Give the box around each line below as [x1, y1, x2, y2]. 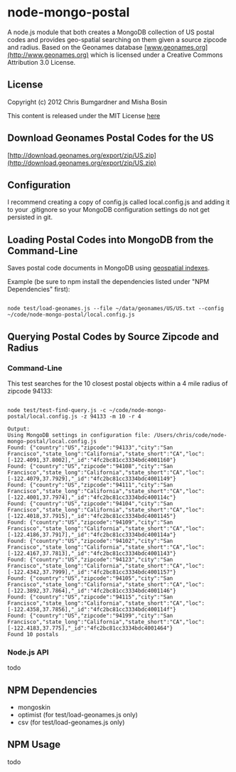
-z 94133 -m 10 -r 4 [80, 413, 141, 420]
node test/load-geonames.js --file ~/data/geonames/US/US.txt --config [7, 305, 224, 312]
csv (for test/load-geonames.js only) [17, 718, 125, 726]
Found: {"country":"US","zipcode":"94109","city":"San [7, 519, 173, 526]
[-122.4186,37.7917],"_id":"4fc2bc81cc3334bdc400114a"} [7, 531, 176, 538]
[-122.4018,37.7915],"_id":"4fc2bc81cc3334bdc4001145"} [7, 512, 176, 519]
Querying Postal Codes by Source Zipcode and [7, 330, 219, 342]
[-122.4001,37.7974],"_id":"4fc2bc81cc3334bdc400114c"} [7, 494, 176, 501]
